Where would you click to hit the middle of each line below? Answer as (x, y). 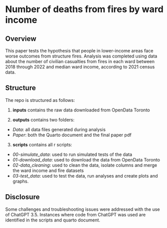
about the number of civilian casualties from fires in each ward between (80, 61)
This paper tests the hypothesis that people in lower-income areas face (79, 51)
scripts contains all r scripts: (42, 144)
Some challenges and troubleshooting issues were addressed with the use (82, 209)
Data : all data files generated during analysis (59, 129)
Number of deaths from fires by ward (85, 9)
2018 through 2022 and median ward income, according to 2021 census (80, 67)
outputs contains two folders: (43, 120)
